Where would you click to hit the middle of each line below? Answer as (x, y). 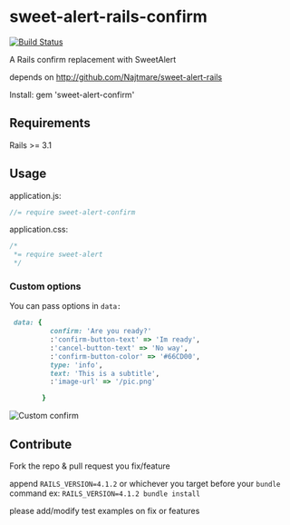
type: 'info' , (76, 365)
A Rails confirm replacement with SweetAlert (93, 59)
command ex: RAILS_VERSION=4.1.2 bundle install (105, 493)
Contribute (41, 444)
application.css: (39, 230)
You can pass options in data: (65, 306)
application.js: (35, 195)
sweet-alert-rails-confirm (109, 17)
